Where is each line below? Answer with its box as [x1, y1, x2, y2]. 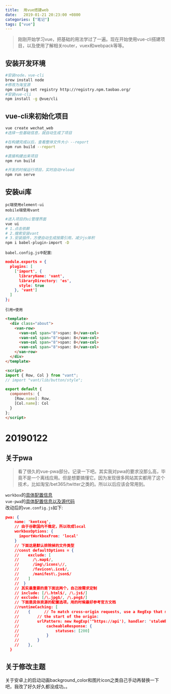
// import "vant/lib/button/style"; [5, 377, 83, 382]
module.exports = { [5, 259, 47, 265]
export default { [5, 386, 42, 392]
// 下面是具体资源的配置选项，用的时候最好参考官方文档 [14, 600, 116, 605]
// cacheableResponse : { [14, 623, 93, 629]
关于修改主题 [5, 662, 46, 671]
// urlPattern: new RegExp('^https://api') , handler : [14, 619, 147, 624]
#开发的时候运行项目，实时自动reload [5, 168, 75, 173]
